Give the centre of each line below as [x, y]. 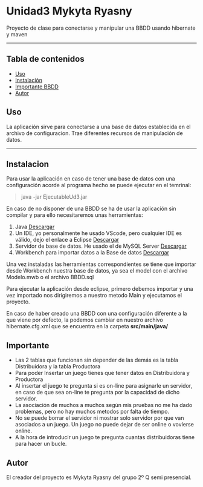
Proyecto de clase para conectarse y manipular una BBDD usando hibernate [101, 28]
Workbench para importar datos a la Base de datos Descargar [92, 253]
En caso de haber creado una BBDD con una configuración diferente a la [97, 314]
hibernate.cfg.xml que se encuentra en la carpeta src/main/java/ [87, 326]
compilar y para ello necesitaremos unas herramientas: [75, 215]
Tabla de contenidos [45, 59]
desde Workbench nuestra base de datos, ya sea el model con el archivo [97, 271]
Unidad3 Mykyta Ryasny [69, 11]
